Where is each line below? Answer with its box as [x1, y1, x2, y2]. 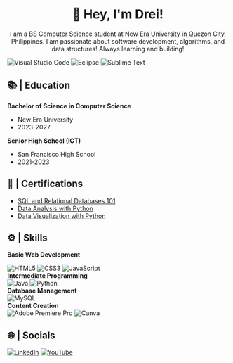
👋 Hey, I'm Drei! [72, 6, 164, 23]
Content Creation [7, 302, 59, 310]
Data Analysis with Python [17, 204, 93, 212]
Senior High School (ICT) [7, 136, 81, 145]
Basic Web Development [7, 250, 81, 259]
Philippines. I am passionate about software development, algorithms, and [11, 37, 225, 45]
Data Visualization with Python [17, 211, 106, 220]
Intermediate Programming [7, 272, 88, 280]
